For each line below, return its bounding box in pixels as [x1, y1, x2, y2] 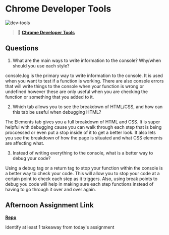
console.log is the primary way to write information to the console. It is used [5, 72, 163, 79]
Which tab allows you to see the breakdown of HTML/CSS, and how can [12, 104, 163, 110]
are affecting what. [5, 140, 44, 146]
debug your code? [12, 155, 51, 161]
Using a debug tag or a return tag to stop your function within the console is [5, 165, 163, 171]
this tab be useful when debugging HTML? [12, 109, 101, 115]
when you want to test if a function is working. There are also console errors [5, 77, 164, 84]
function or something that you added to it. [5, 94, 94, 100]
